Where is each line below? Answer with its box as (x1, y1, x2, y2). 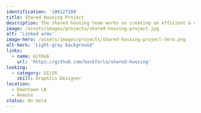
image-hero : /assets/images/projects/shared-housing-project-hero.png (6, 36, 186, 42)
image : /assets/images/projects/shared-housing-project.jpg (6, 25, 160, 32)
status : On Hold (6, 97, 47, 103)
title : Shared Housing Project (6, 14, 84, 20)
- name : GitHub (11, 53, 50, 59)
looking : (6, 64, 28, 71)
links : (6, 48, 23, 54)
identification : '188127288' (6, 8, 79, 15)
